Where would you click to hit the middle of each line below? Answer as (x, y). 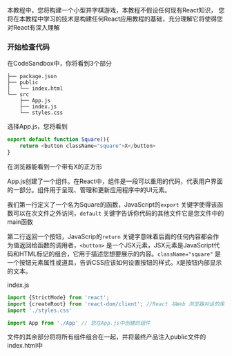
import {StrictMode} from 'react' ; (58, 297)
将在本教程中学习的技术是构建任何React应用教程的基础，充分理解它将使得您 (115, 19)
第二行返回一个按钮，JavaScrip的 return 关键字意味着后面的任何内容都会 (110, 236)
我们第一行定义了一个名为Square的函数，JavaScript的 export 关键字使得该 (112, 204)
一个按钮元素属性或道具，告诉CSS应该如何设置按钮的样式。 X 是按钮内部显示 (115, 262)
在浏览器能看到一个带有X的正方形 (55, 166)
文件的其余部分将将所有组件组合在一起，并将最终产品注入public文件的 (107, 337)
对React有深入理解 (33, 27)
